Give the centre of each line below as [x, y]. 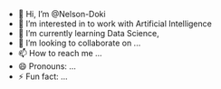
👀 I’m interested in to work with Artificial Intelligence [115, 24]
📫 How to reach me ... [60, 53]
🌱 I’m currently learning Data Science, [89, 33]
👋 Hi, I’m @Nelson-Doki [62, 14]
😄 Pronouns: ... [47, 66]
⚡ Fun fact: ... [43, 76]
